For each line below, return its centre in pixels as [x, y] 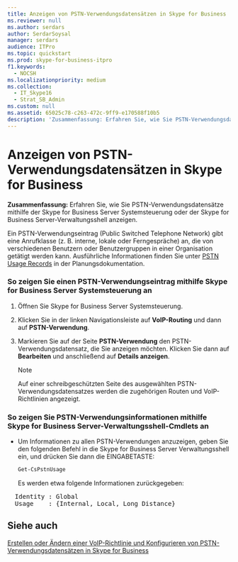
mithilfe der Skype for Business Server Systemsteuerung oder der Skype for [118, 212]
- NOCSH [25, 73]
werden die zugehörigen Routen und [149, 391]
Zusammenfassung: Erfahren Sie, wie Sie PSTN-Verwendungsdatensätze [116, 204]
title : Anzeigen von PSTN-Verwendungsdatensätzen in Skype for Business [117, 14]
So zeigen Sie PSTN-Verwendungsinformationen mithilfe [107, 417]
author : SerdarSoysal [39, 34]
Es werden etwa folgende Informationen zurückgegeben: [101, 483]
